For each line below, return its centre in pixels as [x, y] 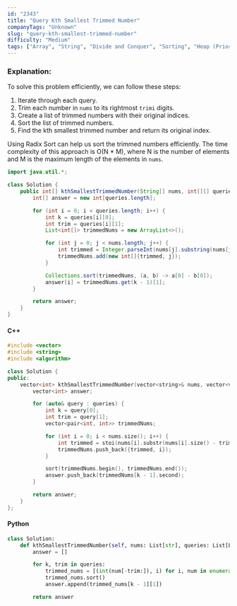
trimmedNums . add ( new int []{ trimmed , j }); [119, 256]
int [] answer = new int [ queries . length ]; [95, 198]
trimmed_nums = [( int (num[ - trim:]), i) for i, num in [126, 571]
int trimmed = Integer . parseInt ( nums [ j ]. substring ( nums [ [143, 250]
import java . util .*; [38, 172]
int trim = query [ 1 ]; [77, 417]
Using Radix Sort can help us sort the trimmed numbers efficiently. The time [117, 144]
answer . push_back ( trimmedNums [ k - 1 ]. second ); [115, 475]
